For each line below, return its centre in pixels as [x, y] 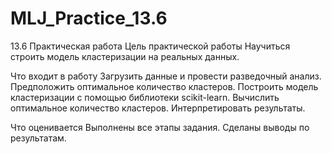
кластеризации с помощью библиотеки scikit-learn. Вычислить [145, 97]
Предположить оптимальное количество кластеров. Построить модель [164, 86]
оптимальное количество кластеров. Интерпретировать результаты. [158, 108]
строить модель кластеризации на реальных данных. [125, 56]
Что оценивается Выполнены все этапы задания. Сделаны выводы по [160, 127]
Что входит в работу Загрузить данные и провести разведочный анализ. [166, 76]
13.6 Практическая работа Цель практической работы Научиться [150, 46]
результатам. [38, 138]
